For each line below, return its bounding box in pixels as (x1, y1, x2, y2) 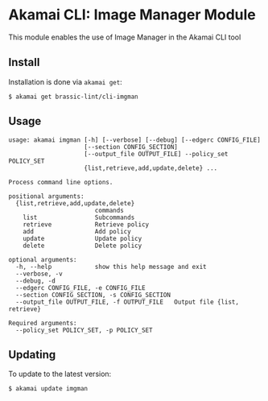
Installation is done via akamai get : (8, 76, 122, 86)
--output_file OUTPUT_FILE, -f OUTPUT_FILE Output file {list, (15, 298, 240, 306)
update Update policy (23, 234, 142, 242)
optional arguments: (8, 255, 78, 263)
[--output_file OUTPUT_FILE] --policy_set (84, 150, 229, 158)
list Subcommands (23, 213, 135, 221)
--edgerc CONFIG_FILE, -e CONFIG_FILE (15, 283, 146, 291)
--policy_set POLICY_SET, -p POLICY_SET (15, 326, 153, 334)
